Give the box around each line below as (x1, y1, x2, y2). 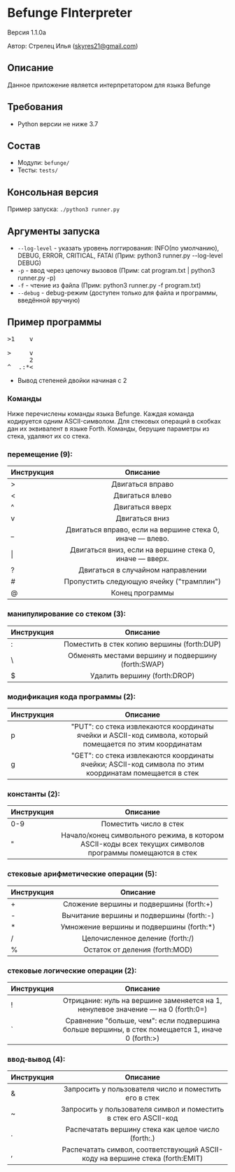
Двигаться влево (113, 491, 172, 501)
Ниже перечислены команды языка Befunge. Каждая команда (7, 410, 194, 418)
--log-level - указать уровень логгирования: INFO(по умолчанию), (17, 244, 220, 252)
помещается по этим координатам (83, 739, 203, 748)
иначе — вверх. (115, 554, 169, 564)
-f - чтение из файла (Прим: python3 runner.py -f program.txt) (17, 281, 201, 289)
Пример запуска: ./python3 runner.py (7, 205, 120, 213)
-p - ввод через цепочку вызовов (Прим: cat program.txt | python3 (17, 267, 215, 274)
